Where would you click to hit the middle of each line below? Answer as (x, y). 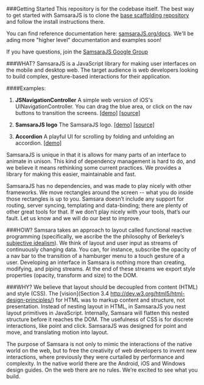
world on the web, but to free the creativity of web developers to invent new (102, 350)
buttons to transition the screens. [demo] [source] (78, 113)
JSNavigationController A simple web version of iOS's (84, 100)
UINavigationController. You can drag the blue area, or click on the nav (104, 106)
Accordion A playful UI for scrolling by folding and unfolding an (95, 137)
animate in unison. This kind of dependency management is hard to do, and (101, 161)
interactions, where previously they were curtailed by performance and (95, 357)
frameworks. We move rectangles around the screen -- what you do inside (100, 192)
